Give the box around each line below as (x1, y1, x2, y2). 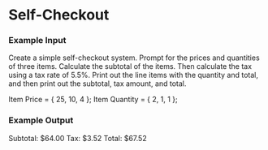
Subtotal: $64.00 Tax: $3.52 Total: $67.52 (8, 133, 148, 143)
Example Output (8, 115, 74, 126)
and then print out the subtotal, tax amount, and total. (8, 79, 187, 88)
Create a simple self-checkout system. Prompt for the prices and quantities (8, 53, 260, 62)
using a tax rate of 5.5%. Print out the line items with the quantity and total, (8, 71, 258, 80)
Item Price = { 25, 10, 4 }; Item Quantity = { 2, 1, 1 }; (8, 95, 179, 105)
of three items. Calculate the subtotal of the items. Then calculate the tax (8, 62, 253, 71)
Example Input (8, 35, 67, 46)
